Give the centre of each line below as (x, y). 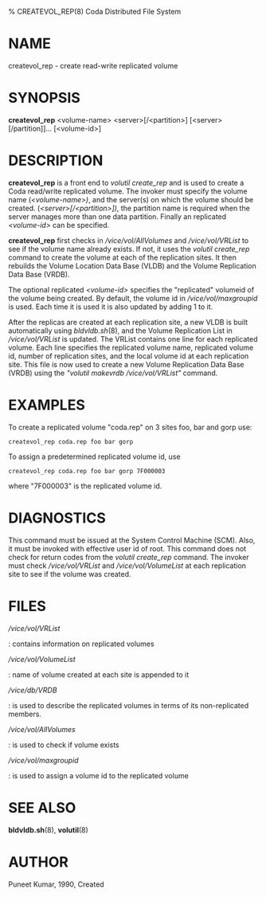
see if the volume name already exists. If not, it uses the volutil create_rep (129, 249)
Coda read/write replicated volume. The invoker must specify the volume (128, 191)
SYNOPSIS (45, 98)
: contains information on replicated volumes (81, 644)
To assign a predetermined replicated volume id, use (94, 456)
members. (25, 714)
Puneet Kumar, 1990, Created (57, 884)
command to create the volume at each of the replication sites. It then (122, 257)
